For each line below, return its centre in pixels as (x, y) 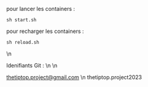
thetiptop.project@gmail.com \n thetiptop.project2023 (74, 77)
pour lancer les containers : (41, 9)
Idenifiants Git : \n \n (32, 65)
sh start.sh (21, 20)
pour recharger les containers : (45, 31)
